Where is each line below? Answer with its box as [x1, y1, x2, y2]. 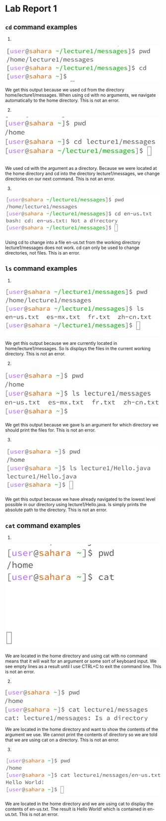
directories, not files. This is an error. [5, 250, 80, 256]
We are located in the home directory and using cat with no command [5, 653, 148, 659]
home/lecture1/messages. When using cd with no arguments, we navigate [5, 92, 156, 98]
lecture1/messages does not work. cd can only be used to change [5, 245, 140, 251]
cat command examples [5, 521, 81, 530]
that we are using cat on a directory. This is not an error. [5, 737, 120, 743]
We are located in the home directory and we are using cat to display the [5, 801, 154, 807]
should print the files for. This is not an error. [5, 427, 96, 433]
